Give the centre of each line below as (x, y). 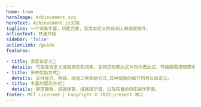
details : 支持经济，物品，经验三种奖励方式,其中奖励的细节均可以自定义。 (92, 78)
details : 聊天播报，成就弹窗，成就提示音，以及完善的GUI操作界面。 (86, 89)
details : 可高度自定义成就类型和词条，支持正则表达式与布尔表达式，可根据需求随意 (101, 67)
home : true (20, 12)
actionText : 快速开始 (31, 34)
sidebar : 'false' (28, 39)
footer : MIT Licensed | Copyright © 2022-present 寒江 (75, 95)
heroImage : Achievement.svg (41, 17)
